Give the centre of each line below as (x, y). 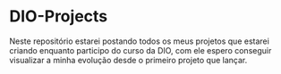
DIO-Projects (59, 16)
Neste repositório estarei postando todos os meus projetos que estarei (140, 41)
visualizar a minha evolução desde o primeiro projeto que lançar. (128, 60)
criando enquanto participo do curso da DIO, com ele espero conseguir (140, 50)
